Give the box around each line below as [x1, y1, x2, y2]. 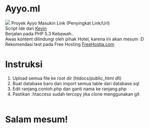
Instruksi [5, 59, 43, 70]
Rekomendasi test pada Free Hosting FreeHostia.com [5, 41, 115, 47]
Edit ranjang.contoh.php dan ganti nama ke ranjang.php [12, 86, 127, 92]
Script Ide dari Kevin [5, 25, 47, 31]
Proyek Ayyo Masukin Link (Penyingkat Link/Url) [11, 20, 110, 26]
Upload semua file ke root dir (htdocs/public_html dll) [12, 75, 122, 81]
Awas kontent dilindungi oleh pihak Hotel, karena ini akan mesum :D [5, 36, 145, 42]
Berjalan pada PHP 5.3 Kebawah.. [5, 30, 74, 36]
